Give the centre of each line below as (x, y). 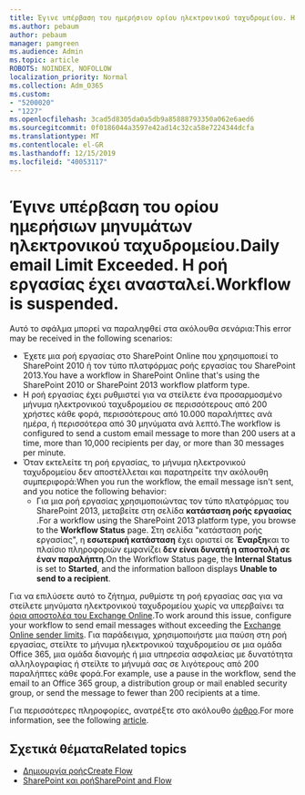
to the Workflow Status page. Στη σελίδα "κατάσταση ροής (149, 530)
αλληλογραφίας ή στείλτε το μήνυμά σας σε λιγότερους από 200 (134, 664)
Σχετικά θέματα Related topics (98, 749)
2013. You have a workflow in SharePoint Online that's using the (141, 375)
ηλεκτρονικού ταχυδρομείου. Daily (145, 245)
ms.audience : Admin (46, 52)
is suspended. (64, 304)
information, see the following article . (79, 720)
